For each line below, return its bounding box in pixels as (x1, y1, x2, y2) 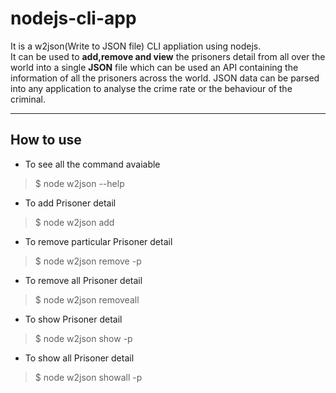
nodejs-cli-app (10, 7, 137, 30)
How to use (10, 132, 82, 149)
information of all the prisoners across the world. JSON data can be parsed (10, 72, 320, 84)
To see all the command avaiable (24, 158, 161, 170)
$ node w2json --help (34, 177, 125, 189)
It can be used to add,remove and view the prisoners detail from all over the (10, 50, 326, 62)
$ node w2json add (34, 216, 115, 228)
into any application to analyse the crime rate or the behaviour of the (10, 82, 293, 94)
